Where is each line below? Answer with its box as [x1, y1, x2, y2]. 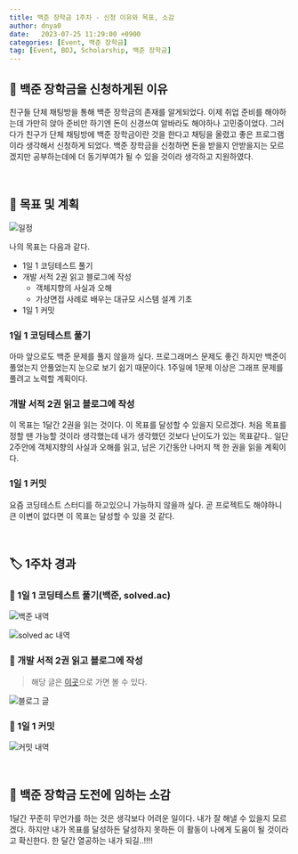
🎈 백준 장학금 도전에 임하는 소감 [9, 787, 171, 802]
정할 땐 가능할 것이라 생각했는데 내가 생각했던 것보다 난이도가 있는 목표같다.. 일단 [9, 431, 289, 442]
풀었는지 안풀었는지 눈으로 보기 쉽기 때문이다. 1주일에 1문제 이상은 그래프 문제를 [9, 362, 284, 373]
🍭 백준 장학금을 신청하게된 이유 [9, 81, 168, 96]
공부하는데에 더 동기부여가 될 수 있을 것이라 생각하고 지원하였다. [32, 150, 254, 161]
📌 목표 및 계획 [9, 197, 80, 212]
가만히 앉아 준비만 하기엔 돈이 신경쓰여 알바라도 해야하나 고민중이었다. [25, 118, 269, 128]
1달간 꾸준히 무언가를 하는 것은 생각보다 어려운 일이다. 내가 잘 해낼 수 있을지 [9, 812, 271, 824]
